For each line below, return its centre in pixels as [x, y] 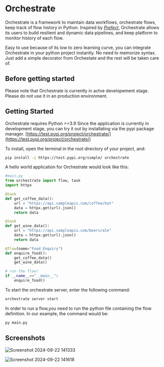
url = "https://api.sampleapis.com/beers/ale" [63, 231]
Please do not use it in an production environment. [56, 96]
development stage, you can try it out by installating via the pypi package [80, 128]
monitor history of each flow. [34, 38]
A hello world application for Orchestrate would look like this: [67, 167]
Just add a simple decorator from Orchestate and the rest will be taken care [82, 58]
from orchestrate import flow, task [43, 181]
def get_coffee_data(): [30, 199]
